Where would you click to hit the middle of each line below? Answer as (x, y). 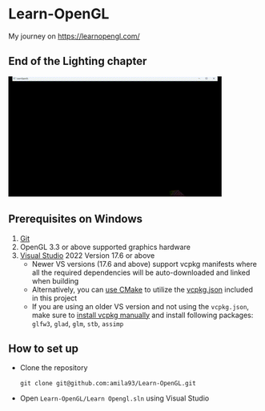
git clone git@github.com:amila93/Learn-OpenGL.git (108, 384)
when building (55, 280)
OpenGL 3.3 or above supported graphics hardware (105, 247)
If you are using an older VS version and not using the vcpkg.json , (141, 306)
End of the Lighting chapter (78, 61)
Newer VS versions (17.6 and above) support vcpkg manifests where (145, 264)
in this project (54, 298)
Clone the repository (54, 368)
